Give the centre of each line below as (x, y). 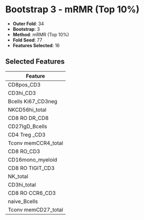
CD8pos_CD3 (24, 85)
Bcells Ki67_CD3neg (33, 101)
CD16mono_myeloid (33, 159)
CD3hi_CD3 (22, 93)
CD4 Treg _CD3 (27, 134)
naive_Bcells (23, 201)
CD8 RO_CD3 (24, 151)
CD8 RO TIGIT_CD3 (31, 168)
